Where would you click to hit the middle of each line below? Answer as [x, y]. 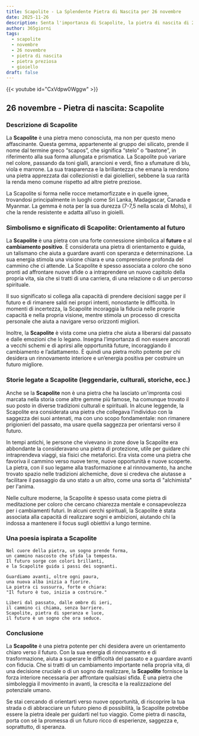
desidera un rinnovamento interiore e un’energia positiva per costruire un [95, 358]
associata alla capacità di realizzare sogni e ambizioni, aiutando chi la [91, 516]
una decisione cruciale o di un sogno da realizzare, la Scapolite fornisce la [97, 671]
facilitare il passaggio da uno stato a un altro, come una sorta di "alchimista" [99, 480]
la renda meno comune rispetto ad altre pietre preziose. [74, 182]
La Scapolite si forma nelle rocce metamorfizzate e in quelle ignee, [87, 193]
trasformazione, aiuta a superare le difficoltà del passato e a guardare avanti [99, 659]
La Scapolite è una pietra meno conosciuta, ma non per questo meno [91, 138]
